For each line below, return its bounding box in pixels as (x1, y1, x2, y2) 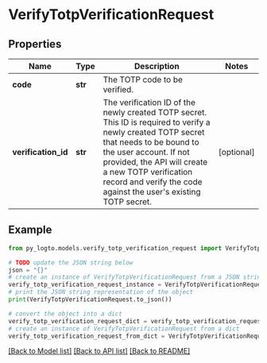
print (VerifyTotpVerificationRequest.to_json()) (8, 295, 172, 303)
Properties (8, 37, 62, 51)
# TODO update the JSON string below (8, 258, 133, 267)
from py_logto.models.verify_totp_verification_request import (8, 244, 222, 252)
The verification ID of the (103, 97, 196, 108)
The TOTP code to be (103, 74, 183, 85)
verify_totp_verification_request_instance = (8, 280, 161, 289)
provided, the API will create (103, 156, 208, 168)
